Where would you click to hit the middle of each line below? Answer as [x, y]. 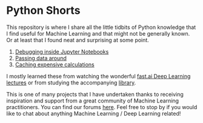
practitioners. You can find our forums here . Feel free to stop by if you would [102, 107]
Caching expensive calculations [55, 65]
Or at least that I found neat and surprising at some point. [78, 40]
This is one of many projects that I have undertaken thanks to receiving [95, 94]
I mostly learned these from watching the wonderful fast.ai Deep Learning [98, 76]
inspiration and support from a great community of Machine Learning [93, 101]
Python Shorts [43, 11]
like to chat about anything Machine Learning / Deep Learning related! [94, 113]
